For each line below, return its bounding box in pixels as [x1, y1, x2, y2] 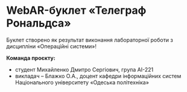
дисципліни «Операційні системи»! [6, 43, 97, 50]
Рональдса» [6, 16, 71, 30]
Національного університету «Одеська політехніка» [14, 79, 150, 86]
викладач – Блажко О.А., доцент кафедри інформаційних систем [14, 72, 182, 79]
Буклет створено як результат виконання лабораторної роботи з [6, 36, 174, 43]
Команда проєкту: [6, 54, 55, 61]
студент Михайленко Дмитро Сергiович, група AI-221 [14, 66, 154, 73]
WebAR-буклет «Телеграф [6, 4, 147, 17]
